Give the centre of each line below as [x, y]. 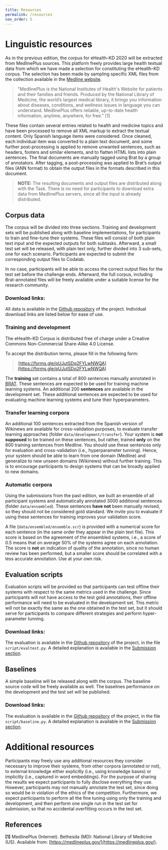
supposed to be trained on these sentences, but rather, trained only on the [83, 440]
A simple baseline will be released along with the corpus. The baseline [78, 681]
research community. [27, 285]
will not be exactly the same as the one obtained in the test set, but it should [84, 608]
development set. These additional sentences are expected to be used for [81, 394]
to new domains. [22, 472]
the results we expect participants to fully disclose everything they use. [79, 782]
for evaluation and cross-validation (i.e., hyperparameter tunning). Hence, [81, 450]
